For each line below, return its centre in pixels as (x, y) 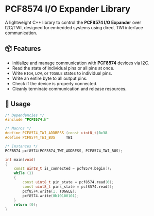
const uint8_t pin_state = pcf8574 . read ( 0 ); (68, 182)
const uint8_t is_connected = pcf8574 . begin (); (63, 169)
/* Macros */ (18, 128)
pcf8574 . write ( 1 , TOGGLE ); (50, 191)
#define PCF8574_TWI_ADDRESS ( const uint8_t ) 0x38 (56, 133)
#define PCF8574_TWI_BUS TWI (39, 138)
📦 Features (23, 49)
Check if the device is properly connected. (55, 83)
